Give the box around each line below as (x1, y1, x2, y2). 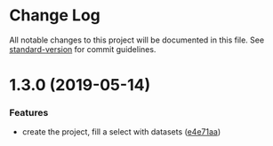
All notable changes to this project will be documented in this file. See (9, 35, 265, 45)
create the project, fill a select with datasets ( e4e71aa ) (21, 127, 221, 137)
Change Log (9, 5, 100, 26)
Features (9, 107, 49, 119)
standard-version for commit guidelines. (9, 43, 157, 54)
